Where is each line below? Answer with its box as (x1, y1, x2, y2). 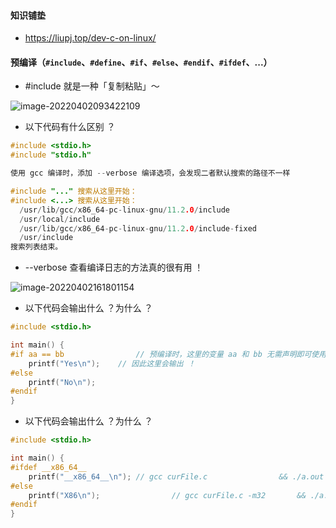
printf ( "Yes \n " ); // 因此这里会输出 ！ (28, 358, 196, 369)
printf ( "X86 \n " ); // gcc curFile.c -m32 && (28, 490, 307, 500)
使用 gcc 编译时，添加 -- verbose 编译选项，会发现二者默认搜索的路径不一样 (10, 168, 291, 179)
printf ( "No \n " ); (28, 377, 97, 387)
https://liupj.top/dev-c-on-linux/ (24, 32, 157, 44)
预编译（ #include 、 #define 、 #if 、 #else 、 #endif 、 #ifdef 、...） (10, 56, 273, 68)
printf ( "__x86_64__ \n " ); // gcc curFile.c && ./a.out (28, 471, 325, 482)
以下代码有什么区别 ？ (24, 121, 116, 133)
